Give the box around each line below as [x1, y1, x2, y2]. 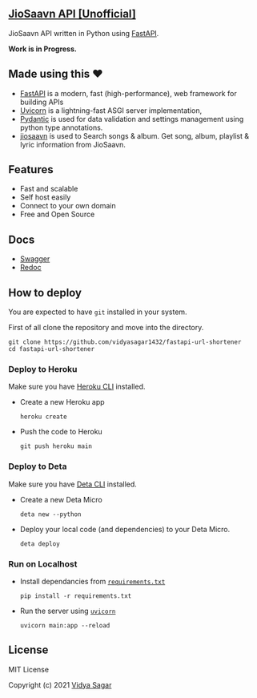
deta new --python [19, 510, 82, 518]
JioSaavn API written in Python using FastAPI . [8, 28, 159, 38]
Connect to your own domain [19, 201, 116, 211]
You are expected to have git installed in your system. [8, 307, 187, 317]
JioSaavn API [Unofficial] [8, 7, 136, 21]
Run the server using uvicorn [19, 606, 116, 615]
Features [8, 163, 54, 176]
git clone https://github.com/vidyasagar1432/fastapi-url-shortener [8, 338, 242, 346]
